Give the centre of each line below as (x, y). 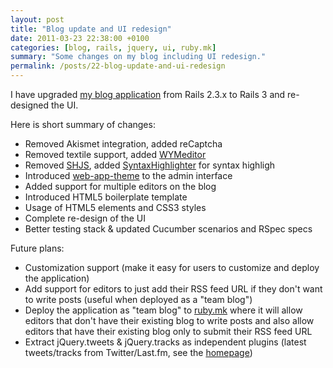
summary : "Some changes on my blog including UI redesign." (138, 57)
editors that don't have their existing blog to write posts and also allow (169, 320)
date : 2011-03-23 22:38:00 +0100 (80, 38)
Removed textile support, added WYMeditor (115, 154)
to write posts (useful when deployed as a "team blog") (138, 299)
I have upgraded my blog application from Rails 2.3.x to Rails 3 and (148, 94)
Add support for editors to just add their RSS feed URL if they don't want (173, 289)
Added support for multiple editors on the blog (120, 186)
